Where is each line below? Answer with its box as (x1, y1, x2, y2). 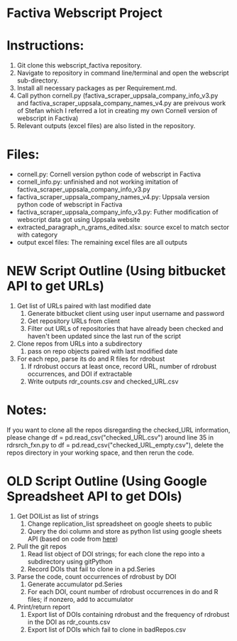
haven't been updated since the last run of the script (27, 332, 182, 340)
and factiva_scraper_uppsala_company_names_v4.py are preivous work (16, 99, 226, 107)
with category (16, 231, 58, 239)
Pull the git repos (16, 542, 67, 551)
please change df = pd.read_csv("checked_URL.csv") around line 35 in (6, 433, 214, 442)
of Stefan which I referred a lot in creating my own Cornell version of (16, 107, 218, 115)
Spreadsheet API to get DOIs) (6, 489, 182, 504)
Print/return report (16, 603, 71, 611)
